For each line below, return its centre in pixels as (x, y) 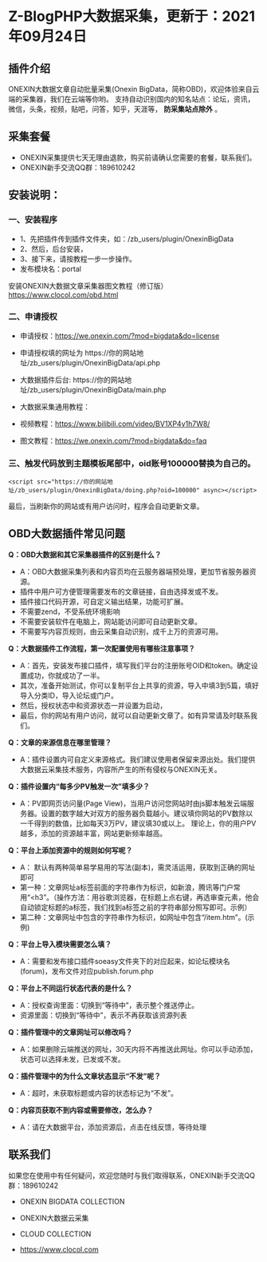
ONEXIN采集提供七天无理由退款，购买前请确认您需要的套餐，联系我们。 (138, 157)
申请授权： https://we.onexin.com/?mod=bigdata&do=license (120, 336)
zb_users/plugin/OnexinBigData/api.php (95, 362)
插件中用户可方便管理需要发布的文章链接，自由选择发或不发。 (121, 591)
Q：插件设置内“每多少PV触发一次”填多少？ (79, 786)
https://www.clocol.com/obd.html (63, 295)
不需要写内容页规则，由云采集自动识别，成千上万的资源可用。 (121, 631)
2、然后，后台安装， (53, 249)
